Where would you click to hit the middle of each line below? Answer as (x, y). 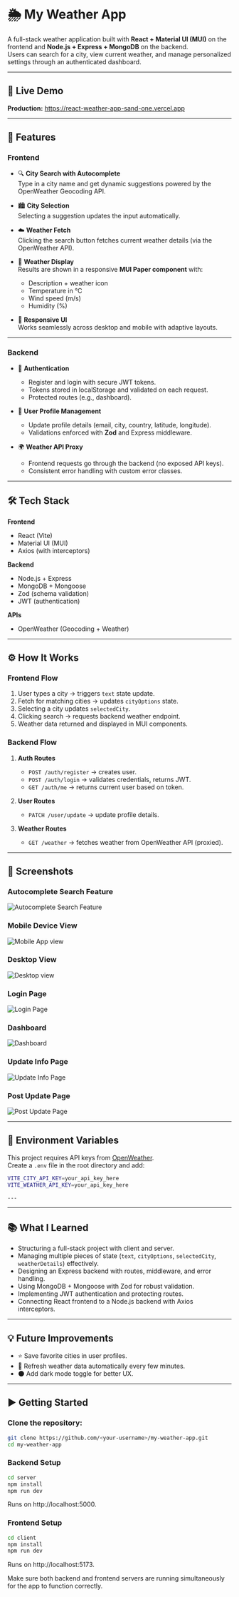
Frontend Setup (35, 1523)
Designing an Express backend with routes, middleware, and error (115, 1271)
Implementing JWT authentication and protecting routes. (100, 1294)
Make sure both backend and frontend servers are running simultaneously (116, 1578)
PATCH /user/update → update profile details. (94, 814)
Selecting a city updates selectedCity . (74, 709)
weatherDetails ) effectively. (58, 1264)
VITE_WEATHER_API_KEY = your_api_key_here (68, 1185)
